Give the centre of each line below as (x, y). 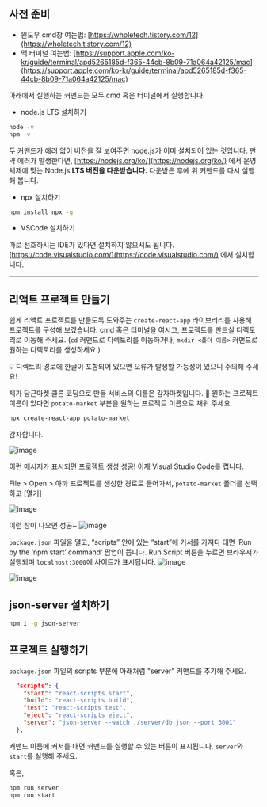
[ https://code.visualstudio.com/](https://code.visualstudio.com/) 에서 (121, 255)
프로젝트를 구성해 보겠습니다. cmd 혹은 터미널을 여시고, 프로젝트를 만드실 (122, 330)
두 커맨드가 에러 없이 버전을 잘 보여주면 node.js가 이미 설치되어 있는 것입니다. (128, 150)
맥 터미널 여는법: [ (48, 53)
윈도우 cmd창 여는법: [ (55, 35)
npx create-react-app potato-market (69, 418)
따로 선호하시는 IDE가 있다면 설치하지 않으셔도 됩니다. (92, 245)
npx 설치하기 (40, 197)
